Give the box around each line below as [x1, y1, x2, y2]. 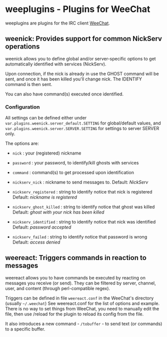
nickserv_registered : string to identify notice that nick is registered [12, 189, 152, 195]
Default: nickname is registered [12, 194, 77, 200]
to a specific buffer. [5, 326, 45, 332]
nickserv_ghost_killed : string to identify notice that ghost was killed [12, 204, 155, 210]
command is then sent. [5, 81, 52, 87]
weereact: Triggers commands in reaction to [5, 253, 146, 262]
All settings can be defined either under [5, 115, 87, 121]
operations [5, 42, 40, 51]
